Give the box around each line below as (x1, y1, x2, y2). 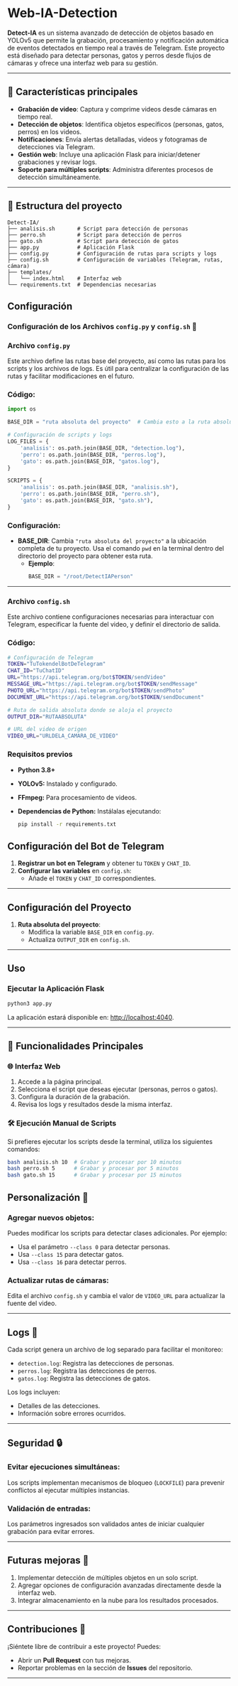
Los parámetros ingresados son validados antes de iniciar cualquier (7, 1519, 205, 1528)
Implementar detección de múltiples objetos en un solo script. (17, 1573, 198, 1582)
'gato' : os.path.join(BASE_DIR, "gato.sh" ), (20, 497, 154, 504)
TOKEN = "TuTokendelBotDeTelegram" (7, 661, 106, 668)
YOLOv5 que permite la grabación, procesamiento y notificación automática (7, 36, 229, 44)
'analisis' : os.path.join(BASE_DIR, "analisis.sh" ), (20, 484, 179, 491)
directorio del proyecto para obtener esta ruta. (17, 552, 154, 561)
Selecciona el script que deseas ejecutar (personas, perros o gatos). (17, 1085, 218, 1093)
